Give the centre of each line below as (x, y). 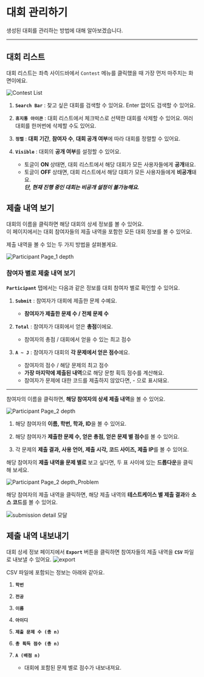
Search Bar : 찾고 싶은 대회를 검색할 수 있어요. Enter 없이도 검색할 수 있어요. (105, 105)
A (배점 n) (28, 655)
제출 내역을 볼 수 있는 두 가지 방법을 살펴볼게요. (62, 244)
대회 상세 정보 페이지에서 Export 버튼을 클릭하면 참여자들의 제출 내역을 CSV (95, 552)
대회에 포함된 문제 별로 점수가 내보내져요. (73, 667)
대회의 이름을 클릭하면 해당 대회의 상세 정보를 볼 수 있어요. (75, 224)
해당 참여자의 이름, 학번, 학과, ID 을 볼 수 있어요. (71, 423)
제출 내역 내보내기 (38, 536)
